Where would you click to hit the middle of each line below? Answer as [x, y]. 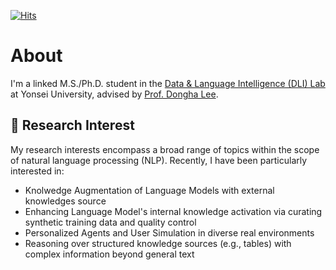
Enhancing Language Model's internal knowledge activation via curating [173, 211]
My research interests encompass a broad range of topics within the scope [165, 149]
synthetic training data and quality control [110, 222]
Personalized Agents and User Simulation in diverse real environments [169, 232]
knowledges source [65, 201]
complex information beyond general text [109, 254]
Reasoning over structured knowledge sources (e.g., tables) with [158, 243]
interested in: [37, 171]
